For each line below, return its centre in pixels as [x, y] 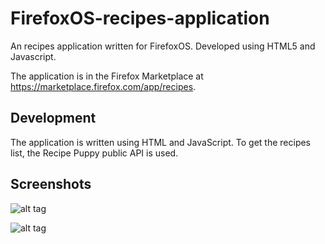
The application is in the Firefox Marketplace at [107, 76]
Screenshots [51, 184]
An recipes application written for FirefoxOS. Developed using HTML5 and [163, 46]
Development [53, 118]
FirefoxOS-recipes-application [140, 18]
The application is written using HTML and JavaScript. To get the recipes [160, 142]
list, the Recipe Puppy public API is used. [94, 153]
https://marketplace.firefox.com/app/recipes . [103, 86]
